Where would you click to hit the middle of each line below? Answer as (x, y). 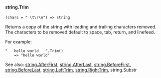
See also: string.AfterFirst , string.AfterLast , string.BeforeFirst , (68, 64)
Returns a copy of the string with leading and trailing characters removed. (81, 27)
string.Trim (17, 7)
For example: (19, 42)
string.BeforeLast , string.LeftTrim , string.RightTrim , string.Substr (71, 70)
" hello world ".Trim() (34, 51)
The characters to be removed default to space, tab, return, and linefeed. (80, 32)
